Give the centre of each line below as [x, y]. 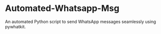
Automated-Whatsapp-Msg [62, 8]
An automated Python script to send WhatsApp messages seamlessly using [80, 22]
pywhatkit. [16, 26]
